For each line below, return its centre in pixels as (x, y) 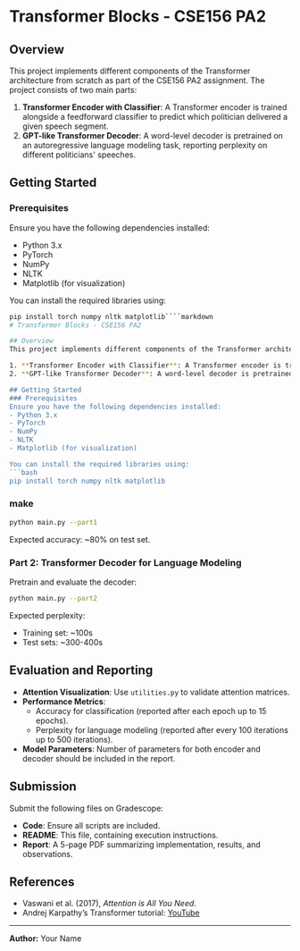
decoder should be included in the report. (99, 758)
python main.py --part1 (54, 522)
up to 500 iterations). (74, 739)
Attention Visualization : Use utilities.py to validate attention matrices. (156, 692)
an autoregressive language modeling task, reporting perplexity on (145, 145)
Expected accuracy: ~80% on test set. (80, 539)
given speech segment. (65, 126)
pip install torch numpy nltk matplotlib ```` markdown (112, 316)
